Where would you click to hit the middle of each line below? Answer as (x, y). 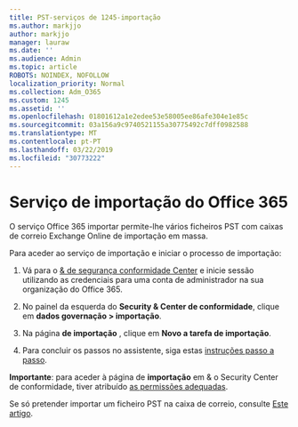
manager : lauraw (39, 42)
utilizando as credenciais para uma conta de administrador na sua (143, 280)
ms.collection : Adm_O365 (55, 92)
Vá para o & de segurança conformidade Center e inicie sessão (138, 270)
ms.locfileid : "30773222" (57, 158)
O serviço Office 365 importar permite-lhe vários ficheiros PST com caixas (146, 227)
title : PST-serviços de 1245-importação (85, 17)
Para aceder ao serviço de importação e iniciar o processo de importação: (145, 254)
